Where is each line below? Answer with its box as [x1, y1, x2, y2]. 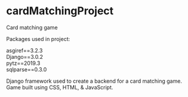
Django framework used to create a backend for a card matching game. [6, 77, 182, 85]
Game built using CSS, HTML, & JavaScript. [6, 83, 113, 90]
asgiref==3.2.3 [6, 46, 43, 54]
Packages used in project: [6, 35, 70, 42]
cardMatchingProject [6, 4, 114, 18]
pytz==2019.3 [6, 60, 41, 67]
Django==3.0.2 [6, 53, 44, 60]
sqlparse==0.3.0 [6, 65, 47, 73]
